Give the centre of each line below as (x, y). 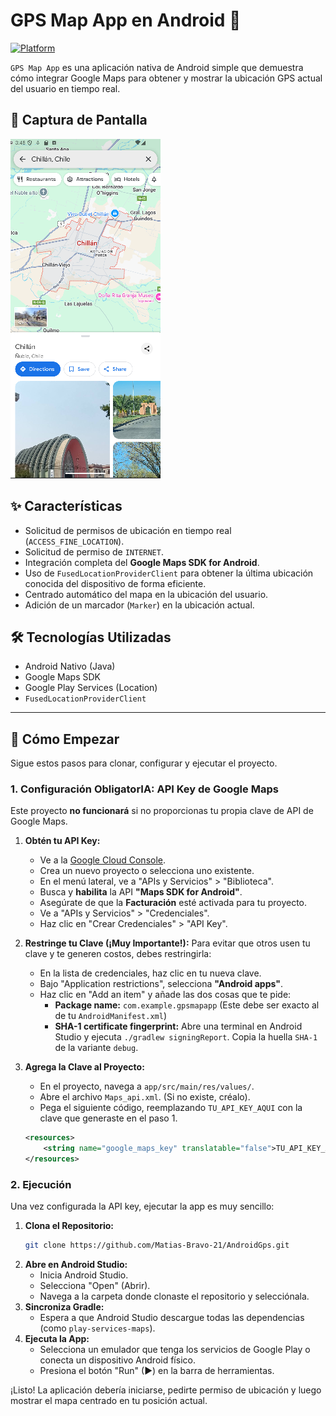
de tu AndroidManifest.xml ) (110, 1016)
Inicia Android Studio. (84, 1275)
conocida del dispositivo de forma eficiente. (115, 583)
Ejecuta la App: (57, 1339)
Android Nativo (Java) (70, 666)
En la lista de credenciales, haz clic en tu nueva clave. (150, 973)
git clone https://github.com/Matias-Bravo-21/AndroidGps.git (157, 1245)
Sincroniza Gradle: (64, 1307)
